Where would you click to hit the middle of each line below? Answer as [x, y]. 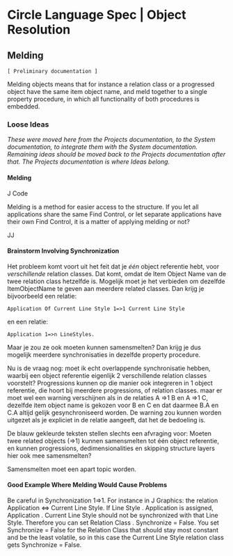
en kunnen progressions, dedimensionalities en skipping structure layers [111, 448]
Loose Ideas [28, 124]
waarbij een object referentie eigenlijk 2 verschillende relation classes [107, 375]
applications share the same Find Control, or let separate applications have [114, 214]
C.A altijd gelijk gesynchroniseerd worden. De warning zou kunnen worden [114, 412]
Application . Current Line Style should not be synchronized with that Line [113, 515]
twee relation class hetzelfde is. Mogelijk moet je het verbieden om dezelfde [116, 281]
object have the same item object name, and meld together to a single [107, 92]
